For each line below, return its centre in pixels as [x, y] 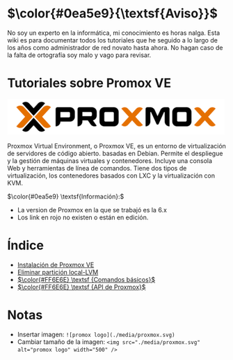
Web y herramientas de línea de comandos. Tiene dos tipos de [97, 168]
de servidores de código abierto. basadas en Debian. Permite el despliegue [115, 153]
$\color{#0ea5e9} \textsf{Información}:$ [66, 196]
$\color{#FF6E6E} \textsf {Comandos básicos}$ [86, 279]
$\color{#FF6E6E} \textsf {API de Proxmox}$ [81, 287]
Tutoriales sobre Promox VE [89, 83]
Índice [25, 245]
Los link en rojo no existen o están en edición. [83, 217]
